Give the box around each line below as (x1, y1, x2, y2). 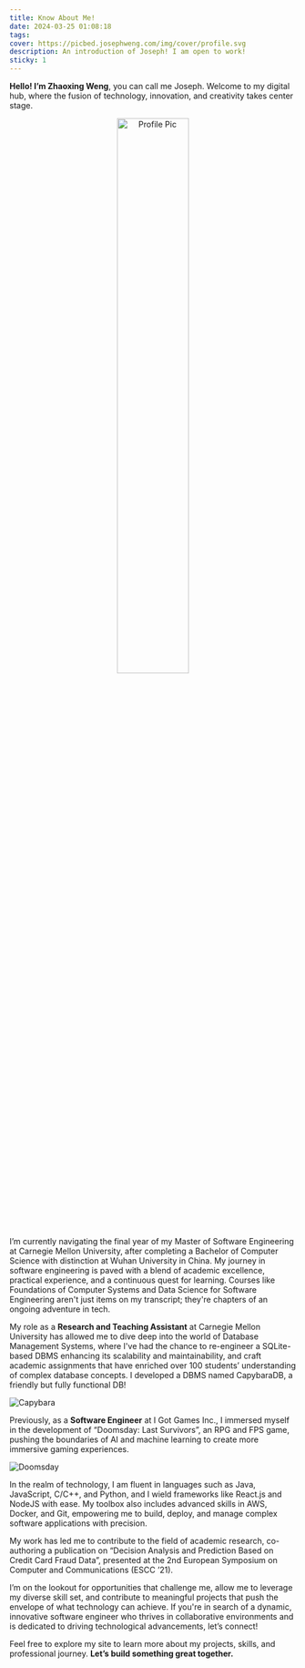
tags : (9, 30, 30, 39)
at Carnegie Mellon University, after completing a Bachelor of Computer (9, 1245, 279, 1256)
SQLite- (262, 1341, 291, 1351)
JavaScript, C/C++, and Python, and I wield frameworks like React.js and (9, 1489, 282, 1499)
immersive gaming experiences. (9, 1444, 129, 1454)
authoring (9, 1545, 46, 1556)
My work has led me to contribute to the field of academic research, (9, 1536, 265, 1546)
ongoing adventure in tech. (9, 1304, 111, 1315)
